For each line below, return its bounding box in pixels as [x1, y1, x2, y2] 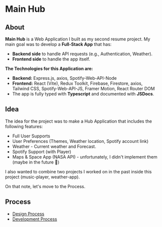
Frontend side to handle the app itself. [12, 56, 90, 62]
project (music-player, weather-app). [5, 174, 80, 180]
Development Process [12, 216, 58, 222]
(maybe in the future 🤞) [12, 159, 60, 165]
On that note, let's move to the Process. [5, 183, 86, 189]
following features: [5, 123, 43, 129]
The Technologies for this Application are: [5, 65, 94, 71]
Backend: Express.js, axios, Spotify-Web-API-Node [12, 75, 117, 81]
